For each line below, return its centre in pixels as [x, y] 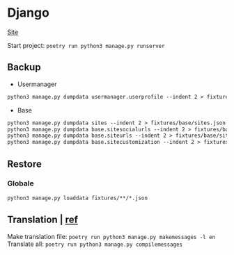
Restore [24, 164]
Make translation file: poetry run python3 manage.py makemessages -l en [111, 236]
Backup [24, 67]
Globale [21, 183]
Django [29, 13]
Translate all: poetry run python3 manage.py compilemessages [95, 244]
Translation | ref [42, 220]
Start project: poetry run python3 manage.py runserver [86, 45]
